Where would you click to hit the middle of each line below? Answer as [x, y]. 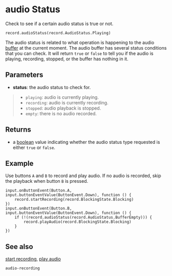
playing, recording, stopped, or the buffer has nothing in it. [67, 59]
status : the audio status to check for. [52, 87]
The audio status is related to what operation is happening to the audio [80, 43]
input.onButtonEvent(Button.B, [39, 208]
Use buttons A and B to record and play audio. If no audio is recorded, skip [83, 176]
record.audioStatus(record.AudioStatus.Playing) [58, 33]
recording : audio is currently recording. [67, 102]
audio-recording [23, 268]
